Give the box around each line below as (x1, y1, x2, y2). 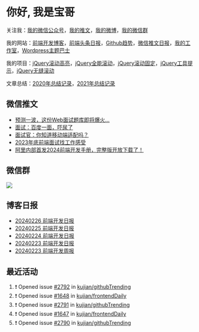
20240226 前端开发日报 (14, 217, 75, 225)
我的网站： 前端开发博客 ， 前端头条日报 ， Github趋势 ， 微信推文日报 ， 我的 (6, 39, 186, 46)
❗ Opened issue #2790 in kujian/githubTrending (14, 319, 131, 327)
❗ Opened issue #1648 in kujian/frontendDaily (14, 292, 127, 300)
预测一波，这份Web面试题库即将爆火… (14, 116, 110, 123)
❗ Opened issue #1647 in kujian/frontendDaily (14, 310, 126, 318)
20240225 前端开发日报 (14, 225, 74, 232)
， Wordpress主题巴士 (17, 46, 70, 54)
